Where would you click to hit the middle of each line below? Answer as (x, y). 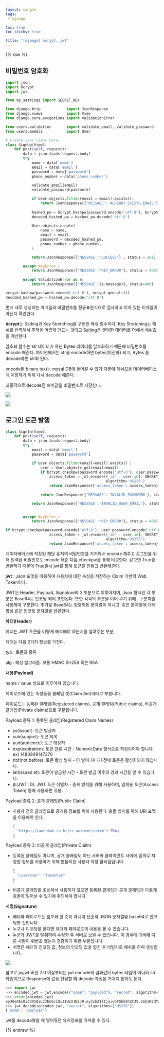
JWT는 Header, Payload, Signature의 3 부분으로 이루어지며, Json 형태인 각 (78, 592)
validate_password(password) (61, 190)
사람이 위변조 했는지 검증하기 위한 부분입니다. (61, 941)
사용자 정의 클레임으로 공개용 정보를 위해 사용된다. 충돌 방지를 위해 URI (80, 811)
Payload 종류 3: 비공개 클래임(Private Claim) (48, 845)
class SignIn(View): (27, 432)
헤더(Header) (19, 621)
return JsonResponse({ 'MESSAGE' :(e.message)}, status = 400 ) (92, 284)
